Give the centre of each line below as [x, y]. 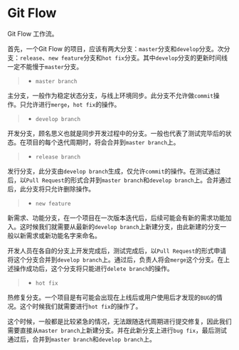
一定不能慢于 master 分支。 [45, 66]
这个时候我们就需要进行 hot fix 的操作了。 [81, 306]
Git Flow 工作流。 [33, 33]
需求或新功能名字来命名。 [63, 235]
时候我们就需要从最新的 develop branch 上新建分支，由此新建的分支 [123, 226]
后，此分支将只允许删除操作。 [51, 189]
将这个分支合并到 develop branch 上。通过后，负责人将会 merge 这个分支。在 [116, 259]
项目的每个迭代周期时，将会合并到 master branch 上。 [103, 142]
